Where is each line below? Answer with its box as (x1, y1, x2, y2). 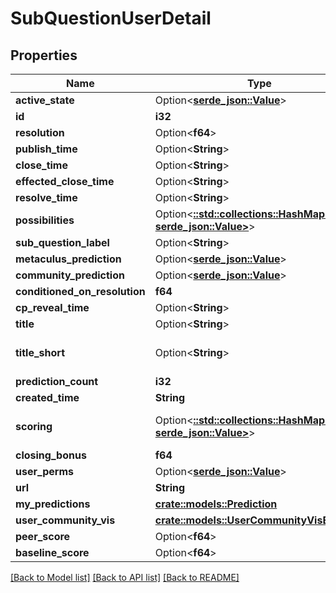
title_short (15, 346, 65, 359)
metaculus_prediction (15, 252, 122, 266)
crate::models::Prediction (154, 497, 278, 511)
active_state (15, 93, 75, 107)
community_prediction (15, 268, 125, 282)
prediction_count (15, 375, 99, 388)
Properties (10, 47, 78, 64)
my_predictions (15, 497, 91, 511)
